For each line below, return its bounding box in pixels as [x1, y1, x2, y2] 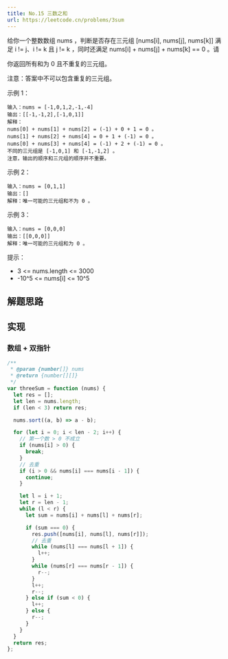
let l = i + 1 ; [19, 493, 63, 499]
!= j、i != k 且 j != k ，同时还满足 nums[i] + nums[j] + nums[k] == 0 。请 [18, 45, 220, 53]
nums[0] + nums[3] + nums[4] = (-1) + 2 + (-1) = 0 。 [7, 140, 166, 147]
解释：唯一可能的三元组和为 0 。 [7, 240, 88, 247]
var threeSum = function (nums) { [7, 385, 106, 392]
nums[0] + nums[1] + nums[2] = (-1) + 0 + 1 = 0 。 [7, 125, 157, 133]
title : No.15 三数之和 [7, 10, 68, 17]
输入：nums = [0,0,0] [7, 225, 66, 233]
